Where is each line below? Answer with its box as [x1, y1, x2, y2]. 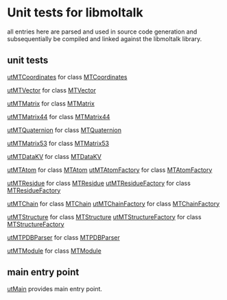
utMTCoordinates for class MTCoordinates [7, 73, 128, 81]
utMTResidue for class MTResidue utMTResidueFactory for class [7, 179, 191, 187]
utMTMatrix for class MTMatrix [7, 99, 95, 108]
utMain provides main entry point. [7, 284, 103, 292]
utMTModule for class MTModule [7, 247, 101, 255]
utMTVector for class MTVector [7, 86, 96, 94]
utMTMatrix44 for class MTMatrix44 [7, 112, 110, 121]
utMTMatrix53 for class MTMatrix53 [7, 139, 110, 147]
